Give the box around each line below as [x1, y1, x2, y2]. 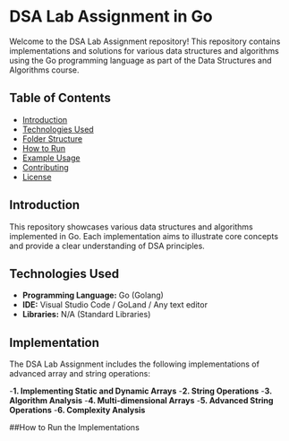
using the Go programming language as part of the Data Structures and [9, 55, 272, 65]
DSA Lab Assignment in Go [9, 6, 213, 27]
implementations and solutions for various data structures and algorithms [9, 45, 279, 56]
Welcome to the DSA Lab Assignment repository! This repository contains [9, 36, 281, 47]
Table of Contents [9, 91, 112, 106]
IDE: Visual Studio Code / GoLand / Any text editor [21, 299, 208, 310]
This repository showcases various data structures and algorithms [9, 221, 253, 232]
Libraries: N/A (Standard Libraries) [21, 309, 151, 320]
